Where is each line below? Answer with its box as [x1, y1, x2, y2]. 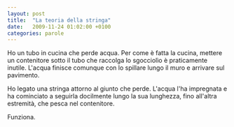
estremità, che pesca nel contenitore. [7, 99, 115, 108]
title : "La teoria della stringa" [7, 17, 111, 24]
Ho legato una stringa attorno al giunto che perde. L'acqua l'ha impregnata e [7, 84, 228, 93]
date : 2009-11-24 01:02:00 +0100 [7, 23, 111, 30]
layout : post [7, 10, 46, 17]
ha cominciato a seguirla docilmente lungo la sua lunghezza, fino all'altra [7, 92, 217, 100]
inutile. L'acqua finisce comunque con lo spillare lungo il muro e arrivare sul [7, 63, 225, 72]
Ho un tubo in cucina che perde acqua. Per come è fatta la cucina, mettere [7, 49, 223, 57]
